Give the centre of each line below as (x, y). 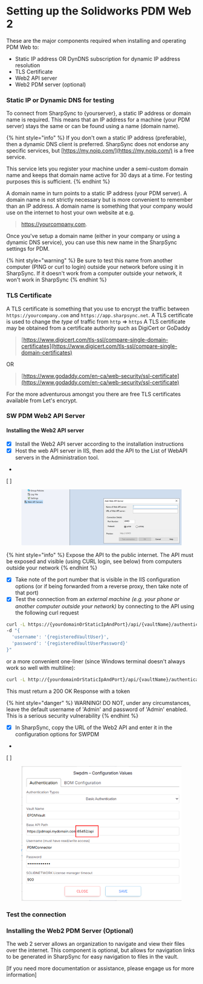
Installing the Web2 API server (45, 431)
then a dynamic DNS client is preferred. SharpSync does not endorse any (98, 144)
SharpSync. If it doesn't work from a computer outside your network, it (94, 274)
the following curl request (47, 613)
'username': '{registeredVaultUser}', (61, 637)
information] (22, 975)
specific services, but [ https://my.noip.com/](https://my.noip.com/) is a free (100, 151)
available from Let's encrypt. (42, 400)
